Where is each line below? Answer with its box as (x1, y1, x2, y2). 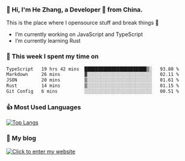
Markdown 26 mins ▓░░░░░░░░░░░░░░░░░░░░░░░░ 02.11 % (6, 72, 180, 78)
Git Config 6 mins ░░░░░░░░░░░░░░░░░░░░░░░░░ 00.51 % (6, 89, 180, 95)
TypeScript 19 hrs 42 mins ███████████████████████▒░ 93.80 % (6, 66, 180, 72)
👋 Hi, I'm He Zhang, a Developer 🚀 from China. (6, 5, 143, 14)
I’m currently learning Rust (14, 37, 81, 45)
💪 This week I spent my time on (6, 52, 99, 61)
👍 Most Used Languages (6, 103, 81, 111)
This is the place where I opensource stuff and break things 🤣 (6, 19, 159, 27)
